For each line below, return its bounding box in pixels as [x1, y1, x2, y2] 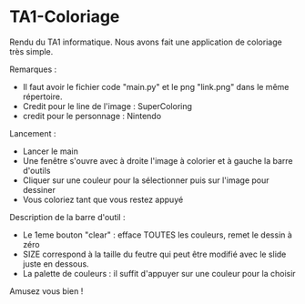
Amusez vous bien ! [9, 285, 84, 297]
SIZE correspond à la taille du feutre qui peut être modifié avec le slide [22, 248, 287, 259]
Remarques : [9, 64, 57, 75]
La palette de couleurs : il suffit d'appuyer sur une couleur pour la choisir [22, 268, 296, 279]
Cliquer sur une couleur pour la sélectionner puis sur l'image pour [22, 175, 270, 186]
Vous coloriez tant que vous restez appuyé [22, 194, 184, 205]
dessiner [22, 184, 56, 195]
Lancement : [9, 127, 56, 138]
